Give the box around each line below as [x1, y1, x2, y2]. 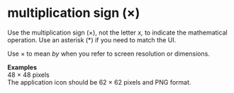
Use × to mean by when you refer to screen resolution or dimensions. [7, 49, 211, 58]
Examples [7, 63, 38, 71]
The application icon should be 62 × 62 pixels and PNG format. [7, 77, 191, 86]
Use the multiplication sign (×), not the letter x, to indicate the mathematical [7, 28, 228, 37]
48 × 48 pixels [7, 70, 50, 79]
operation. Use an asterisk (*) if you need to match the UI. [7, 35, 177, 44]
